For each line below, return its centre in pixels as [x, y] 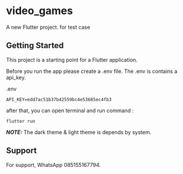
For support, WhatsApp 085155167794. [54, 165]
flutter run [21, 121]
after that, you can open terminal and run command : [70, 111]
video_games [40, 11]
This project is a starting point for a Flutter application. [72, 59]
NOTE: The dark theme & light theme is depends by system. [79, 132]
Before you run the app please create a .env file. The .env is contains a [92, 71]
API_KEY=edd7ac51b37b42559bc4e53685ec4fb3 [59, 99]
